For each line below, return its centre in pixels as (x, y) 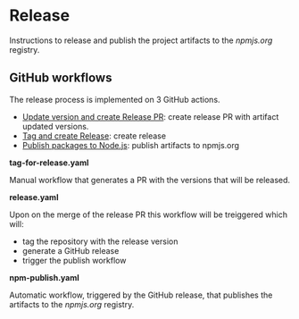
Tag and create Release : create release (94, 136)
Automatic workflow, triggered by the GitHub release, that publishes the (141, 295)
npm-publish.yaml (45, 277)
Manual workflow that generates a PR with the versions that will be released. (150, 180)
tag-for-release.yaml (49, 163)
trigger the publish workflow (74, 260)
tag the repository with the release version (100, 241)
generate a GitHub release (71, 250)
